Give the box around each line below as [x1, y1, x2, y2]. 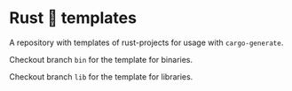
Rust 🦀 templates [9, 8, 138, 28]
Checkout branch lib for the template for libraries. [9, 71, 193, 82]
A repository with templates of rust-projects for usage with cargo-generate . [9, 37, 284, 48]
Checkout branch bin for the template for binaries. [9, 54, 193, 64]
